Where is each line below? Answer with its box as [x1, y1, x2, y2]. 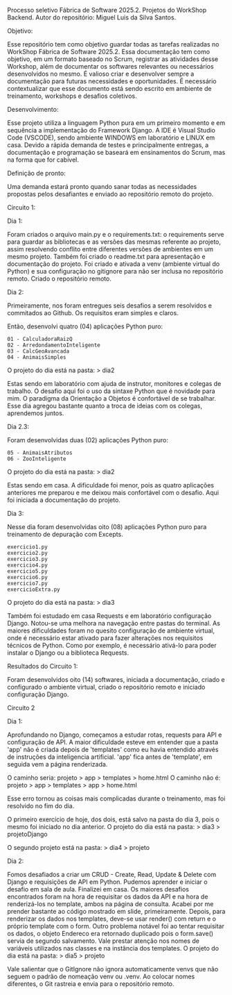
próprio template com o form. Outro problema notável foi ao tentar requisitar [7, 922, 225, 930]
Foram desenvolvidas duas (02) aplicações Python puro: [7, 436, 168, 444]
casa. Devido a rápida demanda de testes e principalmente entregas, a [7, 141, 209, 149]
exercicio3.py [7, 555, 48, 562]
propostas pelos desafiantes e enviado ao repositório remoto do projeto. [7, 190, 214, 198]
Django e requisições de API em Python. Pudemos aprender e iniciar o [7, 878, 208, 886]
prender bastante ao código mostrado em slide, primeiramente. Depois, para [7, 908, 226, 915]
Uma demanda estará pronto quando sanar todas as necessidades [7, 183, 197, 190]
